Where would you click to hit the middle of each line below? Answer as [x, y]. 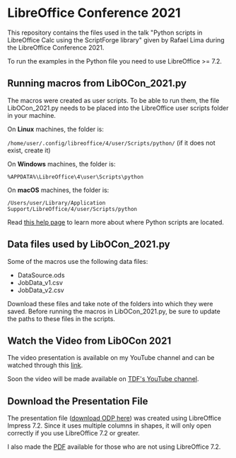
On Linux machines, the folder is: [55, 129]
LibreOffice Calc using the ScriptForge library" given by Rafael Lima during [116, 40]
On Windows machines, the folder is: [61, 164]
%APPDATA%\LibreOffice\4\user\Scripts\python [75, 177]
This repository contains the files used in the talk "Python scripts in [105, 32]
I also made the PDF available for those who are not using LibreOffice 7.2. [114, 447]
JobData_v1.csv [40, 282]
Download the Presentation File [78, 401]
